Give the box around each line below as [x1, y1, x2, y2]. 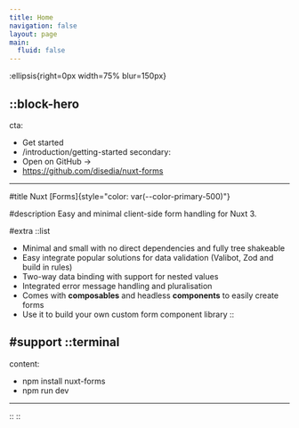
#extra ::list [9, 225, 51, 236]
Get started [21, 137, 64, 148]
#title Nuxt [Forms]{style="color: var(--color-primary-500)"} [9, 190, 230, 201]
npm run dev [21, 384, 69, 396]
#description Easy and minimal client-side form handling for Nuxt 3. [9, 208, 257, 219]
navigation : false [9, 21, 77, 30]
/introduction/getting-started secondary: [21, 146, 172, 157]
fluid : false [17, 46, 66, 55]
